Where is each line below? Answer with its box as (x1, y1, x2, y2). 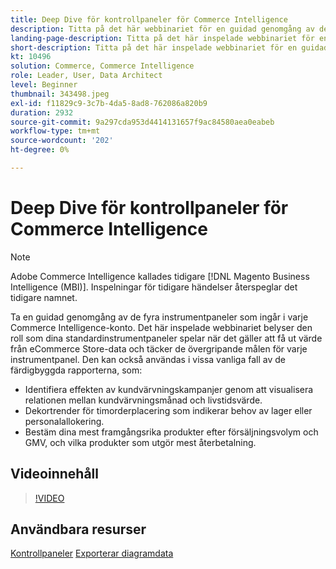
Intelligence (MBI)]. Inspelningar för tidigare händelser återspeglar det (10, 281, 298, 293)
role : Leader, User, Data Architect (10, 71, 163, 81)
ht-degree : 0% (10, 145, 70, 155)
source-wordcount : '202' (10, 136, 114, 146)
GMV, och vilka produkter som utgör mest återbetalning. (24, 436, 257, 448)
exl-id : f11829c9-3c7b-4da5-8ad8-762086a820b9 (10, 98, 208, 108)
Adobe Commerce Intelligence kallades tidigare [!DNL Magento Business (10, 270, 310, 282)
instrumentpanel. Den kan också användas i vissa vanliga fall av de (10, 353, 286, 365)
